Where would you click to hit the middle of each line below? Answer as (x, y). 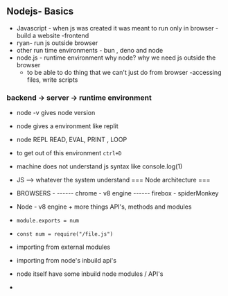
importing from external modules (63, 247)
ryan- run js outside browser (57, 43)
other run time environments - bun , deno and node (90, 50)
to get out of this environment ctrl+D (69, 153)
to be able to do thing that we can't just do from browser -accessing (124, 72)
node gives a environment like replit (67, 126)
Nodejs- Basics (40, 11)
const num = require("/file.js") (65, 234)
